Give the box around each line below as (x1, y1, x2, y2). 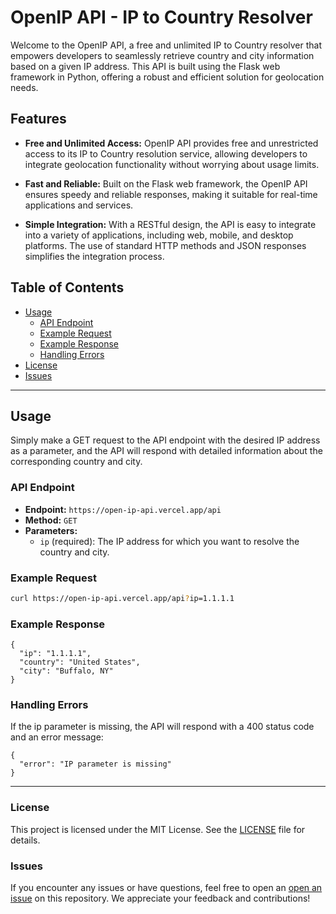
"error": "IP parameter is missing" (19, 759, 172, 770)
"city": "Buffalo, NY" (19, 666, 114, 676)
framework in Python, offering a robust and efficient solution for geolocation (10, 71, 325, 83)
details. (10, 834, 41, 846)
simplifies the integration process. (24, 250, 165, 262)
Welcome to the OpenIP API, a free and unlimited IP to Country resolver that (10, 39, 322, 51)
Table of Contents (10, 279, 125, 296)
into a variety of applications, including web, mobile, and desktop (24, 229, 294, 241)
